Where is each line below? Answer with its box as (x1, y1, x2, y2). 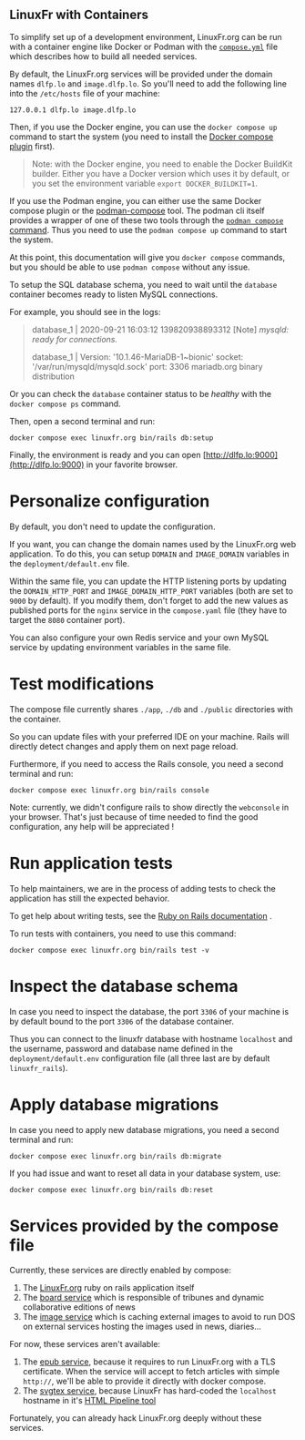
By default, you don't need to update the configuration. (9, 521, 216, 532)
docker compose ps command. (9, 398, 121, 409)
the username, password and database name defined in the (9, 1043, 234, 1054)
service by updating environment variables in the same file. (9, 641, 232, 652)
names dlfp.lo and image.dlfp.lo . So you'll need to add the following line (9, 77, 287, 89)
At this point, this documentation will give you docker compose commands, (9, 251, 285, 262)
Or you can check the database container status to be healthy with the (9, 388, 271, 399)
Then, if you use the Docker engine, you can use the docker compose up (9, 121, 278, 132)
